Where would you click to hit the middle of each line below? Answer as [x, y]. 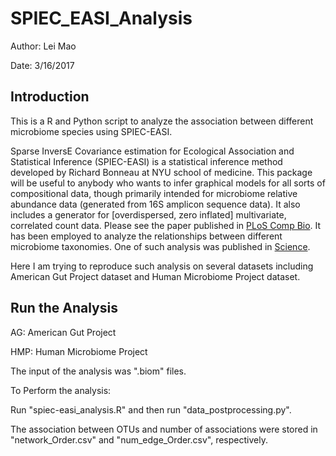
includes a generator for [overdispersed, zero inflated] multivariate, [148, 214]
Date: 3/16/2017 [42, 65]
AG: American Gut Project [63, 332]
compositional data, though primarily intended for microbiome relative [154, 193]
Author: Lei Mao [43, 46]
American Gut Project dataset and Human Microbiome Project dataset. [155, 276]
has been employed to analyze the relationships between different [146, 236]
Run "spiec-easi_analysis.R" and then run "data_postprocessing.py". [151, 409]
